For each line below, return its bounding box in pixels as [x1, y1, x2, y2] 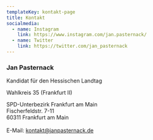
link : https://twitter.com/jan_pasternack [17, 43, 128, 50]
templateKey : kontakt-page [6, 9, 76, 15]
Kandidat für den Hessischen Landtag [6, 77, 103, 84]
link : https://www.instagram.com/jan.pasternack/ [17, 32, 147, 38]
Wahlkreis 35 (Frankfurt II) [6, 89, 73, 97]
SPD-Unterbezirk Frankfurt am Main [6, 101, 98, 108]
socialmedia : [6, 20, 40, 26]
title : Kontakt [6, 15, 45, 21]
